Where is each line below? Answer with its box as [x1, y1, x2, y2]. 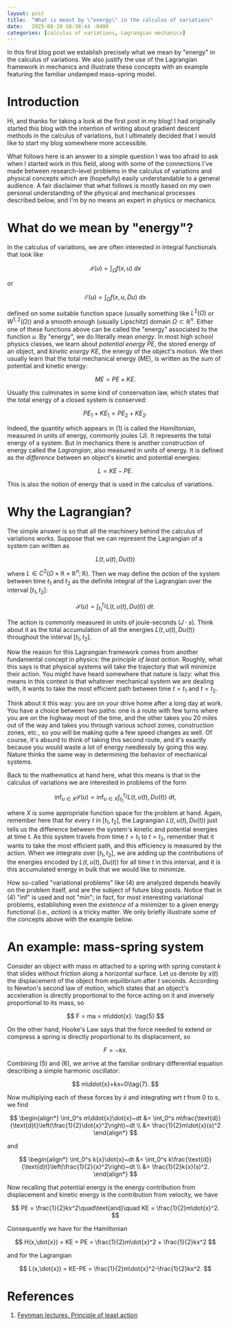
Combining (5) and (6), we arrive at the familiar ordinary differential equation [7, 1059, 223, 1067]
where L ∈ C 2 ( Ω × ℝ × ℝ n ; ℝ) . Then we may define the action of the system [7, 568, 220, 578]
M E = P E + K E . [95, 375, 136, 383]
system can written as [7, 541, 70, 549]
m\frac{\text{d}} [176, 1113, 222, 1122]
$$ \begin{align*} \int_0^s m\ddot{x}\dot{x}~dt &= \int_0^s [9, 1113, 175, 1122]
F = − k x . [103, 1046, 128, 1054]
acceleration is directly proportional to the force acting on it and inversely [7, 991, 215, 999]
